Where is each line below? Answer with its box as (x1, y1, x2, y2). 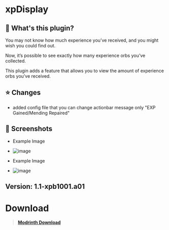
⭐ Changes (5, 88, 41, 97)
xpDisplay (5, 4, 49, 15)
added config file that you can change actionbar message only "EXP (12, 104, 156, 110)
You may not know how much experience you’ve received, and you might (5, 37, 159, 43)
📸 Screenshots (5, 124, 53, 133)
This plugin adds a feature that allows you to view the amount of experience (5, 68, 164, 74)
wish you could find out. (5, 43, 56, 49)
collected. (5, 58, 26, 64)
